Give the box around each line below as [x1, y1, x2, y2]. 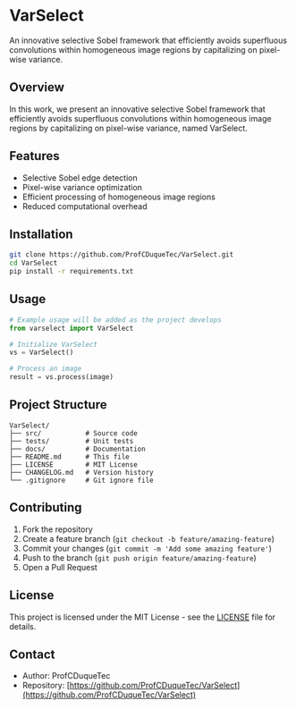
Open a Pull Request [21, 561, 98, 572]
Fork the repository [21, 524, 94, 535]
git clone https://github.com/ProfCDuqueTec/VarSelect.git [9, 250, 234, 259]
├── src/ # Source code [9, 428, 139, 438]
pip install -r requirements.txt [9, 267, 134, 276]
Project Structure [9, 397, 107, 412]
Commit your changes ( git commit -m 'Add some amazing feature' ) [21, 543, 273, 553]
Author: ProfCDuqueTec [21, 671, 111, 681]
